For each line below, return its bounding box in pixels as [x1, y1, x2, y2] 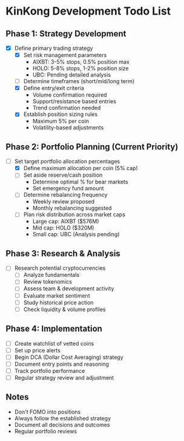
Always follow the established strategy [14, 414, 111, 422]
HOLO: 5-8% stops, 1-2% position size [32, 65, 129, 72]
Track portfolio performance [14, 367, 85, 374]
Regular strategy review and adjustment [14, 374, 114, 381]
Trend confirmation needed [32, 104, 101, 112]
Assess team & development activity [23, 285, 114, 292]
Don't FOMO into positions [14, 408, 81, 415]
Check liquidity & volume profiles [23, 306, 107, 313]
